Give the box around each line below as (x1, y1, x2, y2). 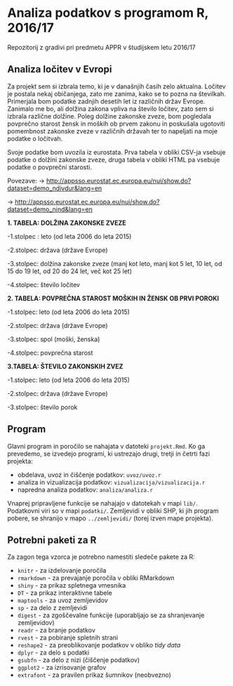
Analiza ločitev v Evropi (7, 63, 112, 75)
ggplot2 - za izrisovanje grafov (17, 664, 107, 672)
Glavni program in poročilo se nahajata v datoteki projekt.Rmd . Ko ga (7, 442, 206, 450)
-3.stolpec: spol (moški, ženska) (7, 335, 100, 343)
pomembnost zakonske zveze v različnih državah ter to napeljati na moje (7, 126, 218, 135)
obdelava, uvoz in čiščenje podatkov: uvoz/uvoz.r (17, 470, 161, 479)
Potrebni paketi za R (7, 534, 97, 546)
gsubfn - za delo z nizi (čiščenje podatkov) (17, 656, 140, 664)
